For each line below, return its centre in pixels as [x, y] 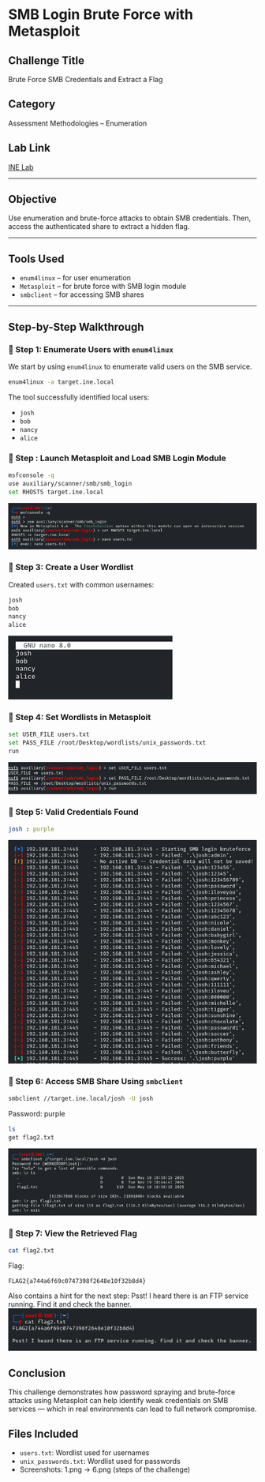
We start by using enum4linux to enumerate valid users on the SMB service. [130, 366]
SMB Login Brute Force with [101, 15]
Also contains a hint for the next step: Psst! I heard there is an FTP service [129, 1296]
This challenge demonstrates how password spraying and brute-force [122, 1392]
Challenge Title [47, 60]
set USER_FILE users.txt [49, 735]
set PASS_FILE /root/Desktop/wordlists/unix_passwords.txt [107, 743]
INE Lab [21, 167]
